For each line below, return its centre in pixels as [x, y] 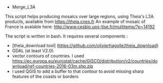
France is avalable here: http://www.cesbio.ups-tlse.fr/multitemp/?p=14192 [80, 27]
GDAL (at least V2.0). [33, 51]
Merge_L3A [24, 7]
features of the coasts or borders [45, 76]
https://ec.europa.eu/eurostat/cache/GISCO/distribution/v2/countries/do [85, 61]
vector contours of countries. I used [48, 56]
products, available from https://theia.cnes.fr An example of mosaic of [75, 22]
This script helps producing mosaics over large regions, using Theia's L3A [80, 16]
